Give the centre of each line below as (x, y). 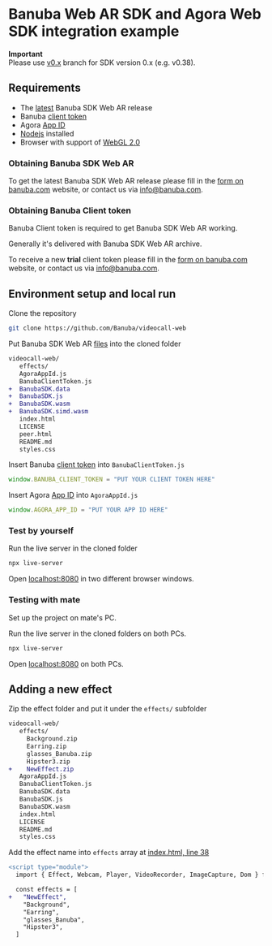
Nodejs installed (47, 133)
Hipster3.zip (48, 761)
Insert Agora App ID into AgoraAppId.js (73, 495)
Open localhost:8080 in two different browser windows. (101, 579)
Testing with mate (45, 600)
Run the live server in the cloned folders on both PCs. (98, 633)
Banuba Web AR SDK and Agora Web (135, 14)
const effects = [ (47, 890)
